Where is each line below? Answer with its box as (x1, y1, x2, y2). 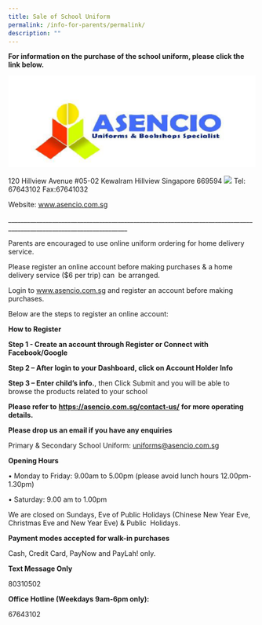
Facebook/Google (8, 348, 68, 357)
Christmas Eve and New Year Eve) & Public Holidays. (8, 518, 180, 528)
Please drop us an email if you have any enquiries (8, 425, 173, 435)
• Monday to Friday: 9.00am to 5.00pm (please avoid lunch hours (8, 471, 220, 481)
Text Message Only (8, 564, 73, 573)
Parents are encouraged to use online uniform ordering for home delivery (8, 238, 245, 247)
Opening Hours (8, 455, 59, 465)
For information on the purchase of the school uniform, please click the (8, 52, 245, 61)
